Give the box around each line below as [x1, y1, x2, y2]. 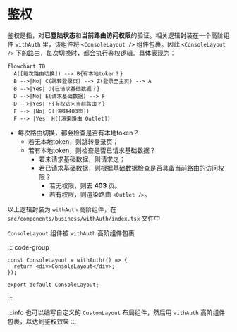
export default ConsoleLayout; [7, 281, 99, 288]
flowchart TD [7, 63, 46, 70]
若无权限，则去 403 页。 [49, 181, 121, 190]
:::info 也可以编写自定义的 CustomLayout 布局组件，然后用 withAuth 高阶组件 [7, 308, 226, 316]
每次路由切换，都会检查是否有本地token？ [17, 128, 140, 137]
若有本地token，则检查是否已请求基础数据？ [28, 146, 157, 154]
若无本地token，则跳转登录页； [28, 137, 119, 145]
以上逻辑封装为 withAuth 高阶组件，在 [7, 205, 117, 214]
